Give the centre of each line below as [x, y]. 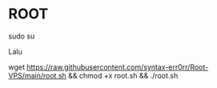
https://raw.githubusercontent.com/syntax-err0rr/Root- [118, 67]
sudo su [22, 36]
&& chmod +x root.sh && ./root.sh [123, 75]
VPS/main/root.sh [37, 75]
